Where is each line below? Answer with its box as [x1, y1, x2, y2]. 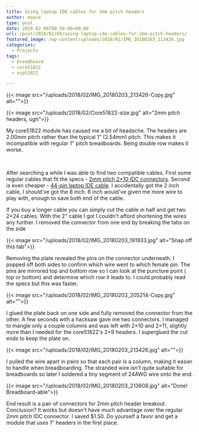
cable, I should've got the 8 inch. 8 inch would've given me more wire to [6, 189, 183, 196]
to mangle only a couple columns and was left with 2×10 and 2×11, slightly [6, 322, 187, 329]
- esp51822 [11, 70, 39, 76]
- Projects [11, 48, 39, 54]
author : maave [6, 14, 42, 20]
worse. [6, 146, 23, 153]
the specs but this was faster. [6, 280, 78, 287]
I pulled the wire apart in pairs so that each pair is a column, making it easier [6, 358, 193, 365]
